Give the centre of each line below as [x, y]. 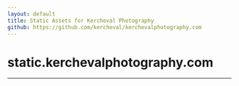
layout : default [31, 14]
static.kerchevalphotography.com [110, 62]
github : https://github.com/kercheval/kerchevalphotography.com [105, 27]
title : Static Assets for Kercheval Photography [81, 21]
